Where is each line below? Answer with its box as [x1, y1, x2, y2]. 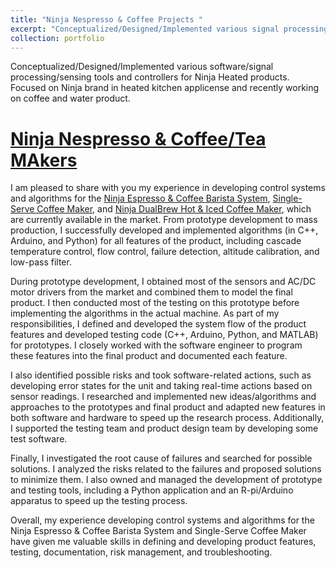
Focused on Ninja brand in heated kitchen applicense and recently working [10, 82, 320, 94]
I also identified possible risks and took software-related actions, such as [10, 369, 312, 381]
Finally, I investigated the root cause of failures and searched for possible [10, 452, 313, 465]
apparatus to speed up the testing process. [10, 495, 188, 507]
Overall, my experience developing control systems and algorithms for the [10, 514, 315, 526]
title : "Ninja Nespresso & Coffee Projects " [10, 14, 203, 25]
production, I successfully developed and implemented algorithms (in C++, [10, 224, 319, 236]
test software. [10, 433, 68, 445]
